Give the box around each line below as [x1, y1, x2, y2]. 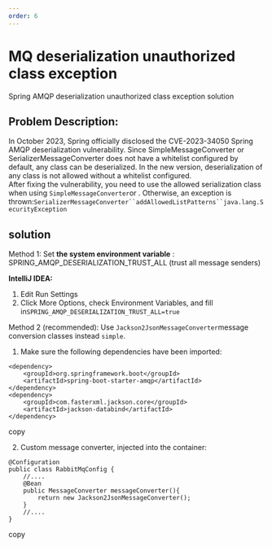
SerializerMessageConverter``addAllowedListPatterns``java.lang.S [33, 199, 264, 207]
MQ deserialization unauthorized [8, 46, 236, 65]
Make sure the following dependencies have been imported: [20, 347, 222, 357]
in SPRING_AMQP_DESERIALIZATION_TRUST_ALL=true [20, 307, 181, 317]
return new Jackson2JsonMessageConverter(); [37, 494, 191, 502]
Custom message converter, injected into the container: [20, 443, 208, 453]
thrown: [8, 197, 34, 207]
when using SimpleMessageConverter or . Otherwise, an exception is [8, 188, 232, 198]
